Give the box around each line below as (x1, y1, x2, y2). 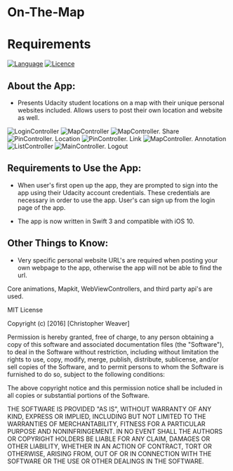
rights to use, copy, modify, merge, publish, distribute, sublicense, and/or (7, 355, 219, 364)
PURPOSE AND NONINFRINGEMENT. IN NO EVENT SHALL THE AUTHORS (7, 427, 223, 435)
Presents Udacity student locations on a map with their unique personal (17, 98, 225, 107)
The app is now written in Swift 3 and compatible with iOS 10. (17, 217, 195, 225)
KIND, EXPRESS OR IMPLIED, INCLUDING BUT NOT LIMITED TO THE (7, 412, 206, 420)
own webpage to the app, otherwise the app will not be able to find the (17, 263, 222, 272)
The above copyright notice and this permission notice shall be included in (7, 383, 222, 392)
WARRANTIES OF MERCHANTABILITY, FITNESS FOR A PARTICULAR (7, 419, 206, 428)
